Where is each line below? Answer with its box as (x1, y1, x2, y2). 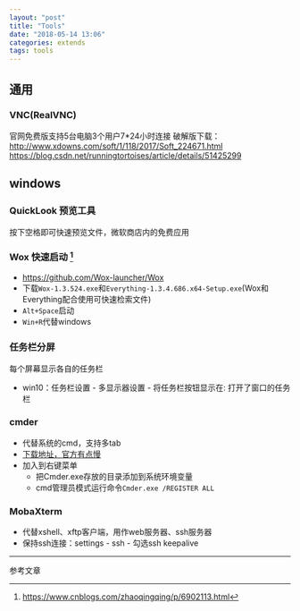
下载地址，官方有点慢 (21, 448, 101, 459)
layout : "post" (9, 13, 66, 22)
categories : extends (9, 38, 87, 47)
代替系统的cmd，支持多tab (21, 437, 121, 448)
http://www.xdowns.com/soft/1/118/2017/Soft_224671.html (9, 140, 223, 151)
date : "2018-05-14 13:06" (9, 30, 105, 38)
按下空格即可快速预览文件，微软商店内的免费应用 (9, 226, 189, 237)
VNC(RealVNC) (9, 109, 78, 122)
